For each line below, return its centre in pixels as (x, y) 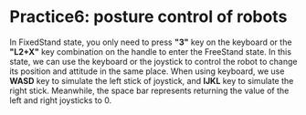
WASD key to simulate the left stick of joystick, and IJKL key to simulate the (152, 80)
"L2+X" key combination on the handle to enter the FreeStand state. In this (151, 51)
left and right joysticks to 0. (61, 100)
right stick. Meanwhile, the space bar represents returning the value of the (149, 90)
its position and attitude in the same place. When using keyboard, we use (147, 71)
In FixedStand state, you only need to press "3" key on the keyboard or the (151, 42)
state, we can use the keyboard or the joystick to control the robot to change (153, 61)
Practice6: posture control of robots (148, 17)
